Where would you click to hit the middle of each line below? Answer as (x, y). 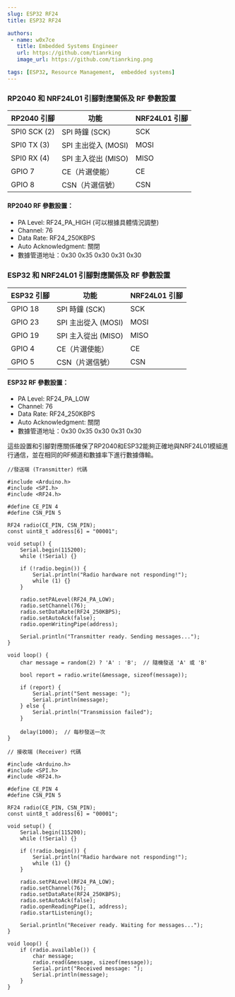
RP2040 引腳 (33, 119)
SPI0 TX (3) (30, 145)
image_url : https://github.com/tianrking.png (85, 60)
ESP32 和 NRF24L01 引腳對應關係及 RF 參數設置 (89, 275)
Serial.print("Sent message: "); (82, 694)
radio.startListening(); (56, 913)
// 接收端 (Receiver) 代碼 (44, 752)
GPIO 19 (25, 335)
